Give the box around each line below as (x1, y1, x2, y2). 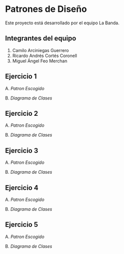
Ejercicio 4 (5, 183, 39, 192)
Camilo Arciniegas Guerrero (12, 47, 69, 53)
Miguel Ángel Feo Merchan (12, 58, 68, 64)
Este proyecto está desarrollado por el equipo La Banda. (5, 20, 120, 26)
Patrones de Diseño (5, 3, 87, 15)
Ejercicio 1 (5, 72, 37, 81)
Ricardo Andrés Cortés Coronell (12, 52, 78, 58)
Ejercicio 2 (5, 109, 39, 117)
